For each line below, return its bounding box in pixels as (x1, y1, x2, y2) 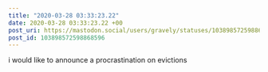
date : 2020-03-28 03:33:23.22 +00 (8, 19, 124, 27)
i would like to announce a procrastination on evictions (8, 55, 187, 65)
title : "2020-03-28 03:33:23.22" (8, 11, 120, 20)
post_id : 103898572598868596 (8, 33, 105, 42)
